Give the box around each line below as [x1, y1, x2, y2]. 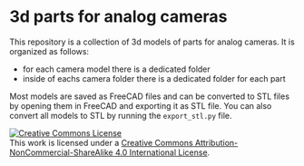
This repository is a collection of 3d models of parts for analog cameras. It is [9, 36, 295, 47]
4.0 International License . [114, 147, 211, 158]
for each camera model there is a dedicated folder [22, 63, 211, 74]
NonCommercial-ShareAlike [9, 147, 113, 158]
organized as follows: [9, 45, 89, 56]
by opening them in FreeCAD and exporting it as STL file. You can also [9, 100, 272, 111]
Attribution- [194, 137, 239, 148]
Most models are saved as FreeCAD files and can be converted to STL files [9, 91, 290, 102]
